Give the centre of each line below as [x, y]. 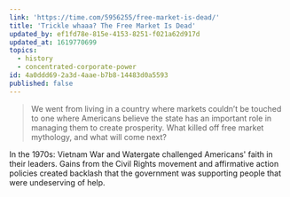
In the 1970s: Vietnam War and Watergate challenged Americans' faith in [141, 154]
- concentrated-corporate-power [77, 67]
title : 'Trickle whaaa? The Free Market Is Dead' [103, 26]
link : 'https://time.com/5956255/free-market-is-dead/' [114, 17]
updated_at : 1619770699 [53, 42]
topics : [24, 51]
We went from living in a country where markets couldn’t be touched [156, 108]
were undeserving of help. [57, 182]
